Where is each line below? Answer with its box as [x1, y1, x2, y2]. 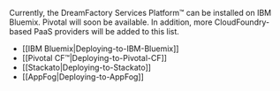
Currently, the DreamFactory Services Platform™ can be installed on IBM [9, 8, 272, 18]
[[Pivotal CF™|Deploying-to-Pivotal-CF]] [21, 53, 168, 63]
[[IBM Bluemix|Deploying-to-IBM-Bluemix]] [21, 43, 179, 54]
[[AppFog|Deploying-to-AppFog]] [21, 72, 144, 82]
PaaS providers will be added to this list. [34, 27, 179, 36]
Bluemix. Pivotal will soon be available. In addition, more [9, 17, 213, 27]
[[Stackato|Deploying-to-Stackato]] [21, 62, 152, 72]
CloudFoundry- [214, 17, 270, 27]
